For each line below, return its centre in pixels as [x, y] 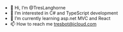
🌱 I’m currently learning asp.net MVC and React [60, 18]
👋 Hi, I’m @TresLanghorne [38, 8]
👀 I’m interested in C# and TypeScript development [64, 13]
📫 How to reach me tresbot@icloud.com [53, 24]
